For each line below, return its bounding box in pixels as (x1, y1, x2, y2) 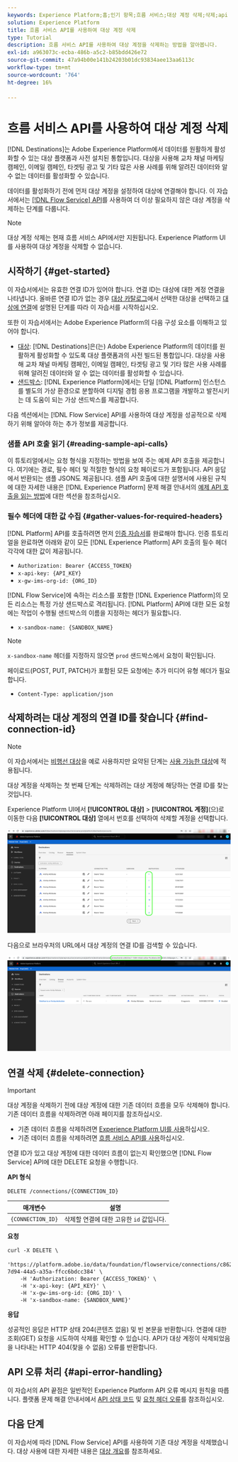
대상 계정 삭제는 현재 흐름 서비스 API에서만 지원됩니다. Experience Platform (7, 233, 218, 242)
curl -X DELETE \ (7, 1247, 59, 1254)
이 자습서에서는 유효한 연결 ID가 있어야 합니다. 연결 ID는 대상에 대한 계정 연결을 (7, 285, 225, 294)
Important (7, 1086, 36, 1095)
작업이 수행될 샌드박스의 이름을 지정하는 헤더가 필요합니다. (20, 608, 182, 617)
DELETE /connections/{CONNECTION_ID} (7, 1188, 119, 1195)
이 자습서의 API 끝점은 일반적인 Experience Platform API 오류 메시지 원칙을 (7, 1386, 217, 1394)
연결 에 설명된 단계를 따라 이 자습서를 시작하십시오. (20, 303, 159, 312)
